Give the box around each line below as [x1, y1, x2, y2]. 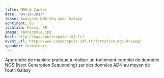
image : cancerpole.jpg [5, 30, 52, 35]
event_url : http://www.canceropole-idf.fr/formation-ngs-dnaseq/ [5, 39, 141, 44]
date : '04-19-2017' [5, 12, 45, 17]
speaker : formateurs [5, 43, 48, 48]
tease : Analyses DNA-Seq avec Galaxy [5, 16, 82, 21]
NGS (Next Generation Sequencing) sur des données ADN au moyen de [5, 62, 150, 68]
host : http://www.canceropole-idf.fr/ [5, 35, 84, 39]
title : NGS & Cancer [5, 7, 48, 12]
